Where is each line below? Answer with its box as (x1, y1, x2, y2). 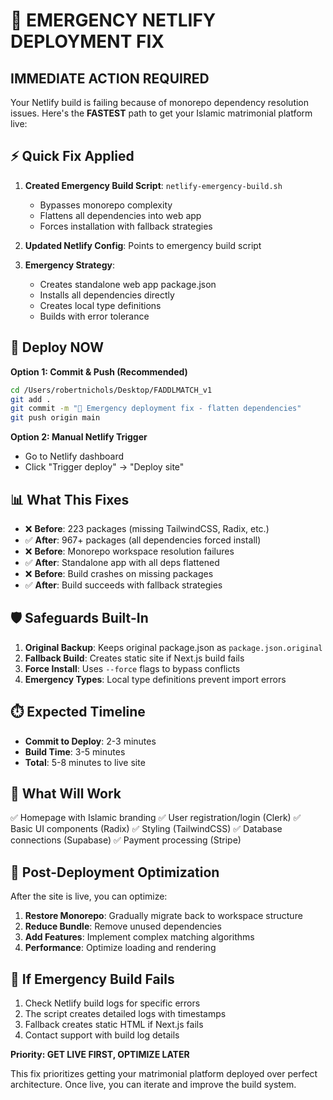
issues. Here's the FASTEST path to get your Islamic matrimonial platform (10, 107, 313, 119)
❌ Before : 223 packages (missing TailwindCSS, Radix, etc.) (24, 522, 270, 534)
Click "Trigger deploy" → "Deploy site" (24, 461, 185, 473)
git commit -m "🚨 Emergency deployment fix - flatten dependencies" (10, 404, 302, 414)
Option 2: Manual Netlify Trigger (10, 431, 148, 443)
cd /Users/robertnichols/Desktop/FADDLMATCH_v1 (10, 385, 213, 395)
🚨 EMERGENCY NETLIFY (10, 9, 217, 32)
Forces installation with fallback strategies (39, 220, 213, 232)
